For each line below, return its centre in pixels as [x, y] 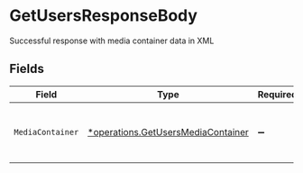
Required [277, 94]
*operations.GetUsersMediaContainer [168, 132]
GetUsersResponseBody [104, 16]
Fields [27, 69]
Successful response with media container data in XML [112, 41]
